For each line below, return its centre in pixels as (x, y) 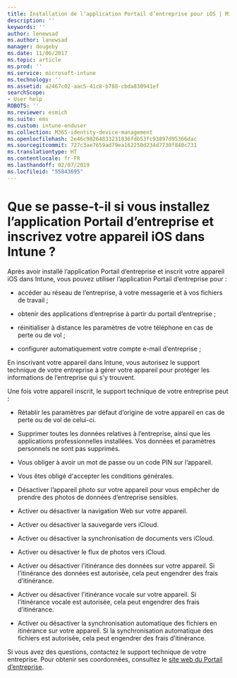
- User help (25, 100)
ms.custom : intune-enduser (47, 125)
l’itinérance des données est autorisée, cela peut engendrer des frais (118, 573)
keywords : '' (26, 27)
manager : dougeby (33, 47)
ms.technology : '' (34, 80)
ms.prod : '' (25, 66)
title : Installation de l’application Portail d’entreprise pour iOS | (115, 14)
